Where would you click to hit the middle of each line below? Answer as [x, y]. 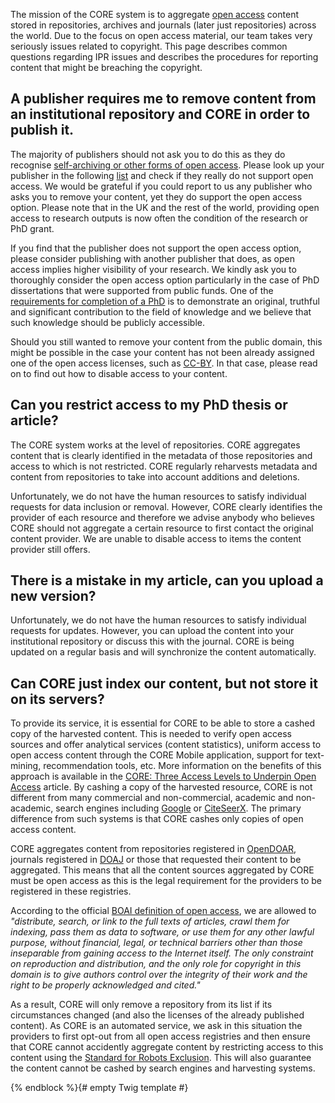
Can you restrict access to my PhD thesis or [149, 405]
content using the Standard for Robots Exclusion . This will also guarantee [161, 1058]
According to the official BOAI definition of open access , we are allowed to [163, 911]
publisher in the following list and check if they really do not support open [162, 175]
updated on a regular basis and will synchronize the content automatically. [163, 652]
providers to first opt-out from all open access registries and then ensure [160, 1036]
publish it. [42, 130]
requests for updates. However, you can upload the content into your [152, 631]
